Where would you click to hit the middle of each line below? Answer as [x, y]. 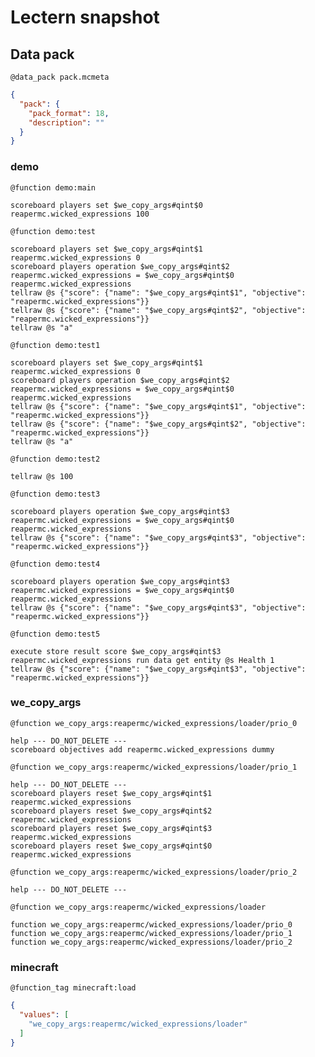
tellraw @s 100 [42, 476]
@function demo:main [53, 187]
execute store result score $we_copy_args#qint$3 [116, 651]
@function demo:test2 [55, 459]
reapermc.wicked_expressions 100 [80, 214]
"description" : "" [66, 122]
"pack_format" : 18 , [69, 113]
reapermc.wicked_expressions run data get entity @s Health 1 [142, 660]
